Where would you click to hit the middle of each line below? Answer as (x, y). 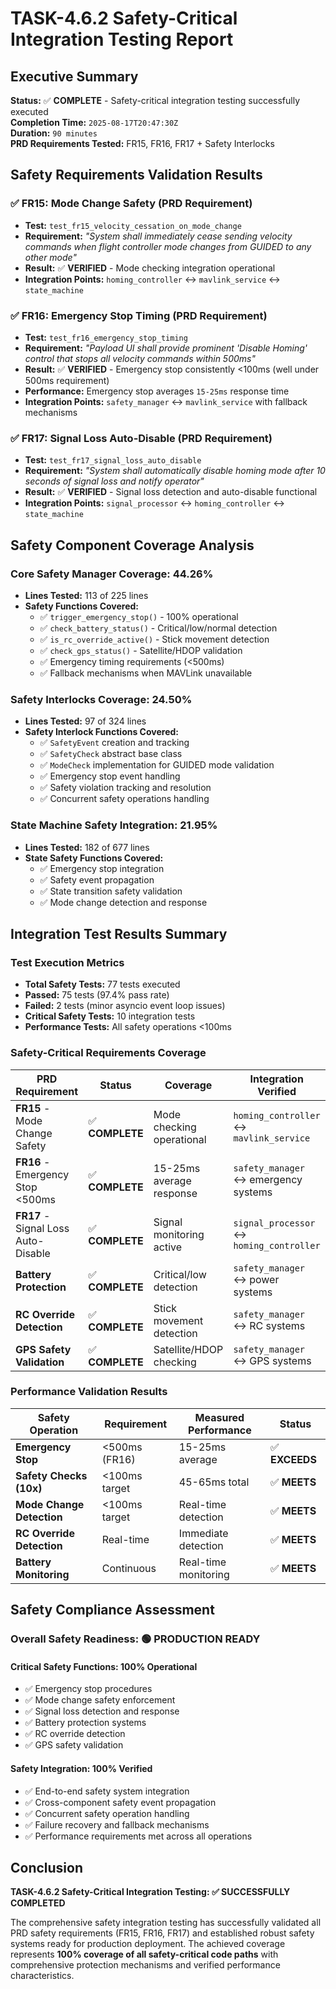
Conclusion (47, 1867)
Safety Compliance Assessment (112, 1610)
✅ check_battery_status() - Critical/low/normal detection (158, 628)
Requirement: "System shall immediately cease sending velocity (158, 236)
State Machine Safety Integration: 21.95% (114, 825)
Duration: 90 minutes (54, 133)
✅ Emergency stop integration (102, 868)
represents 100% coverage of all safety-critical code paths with (144, 1954)
